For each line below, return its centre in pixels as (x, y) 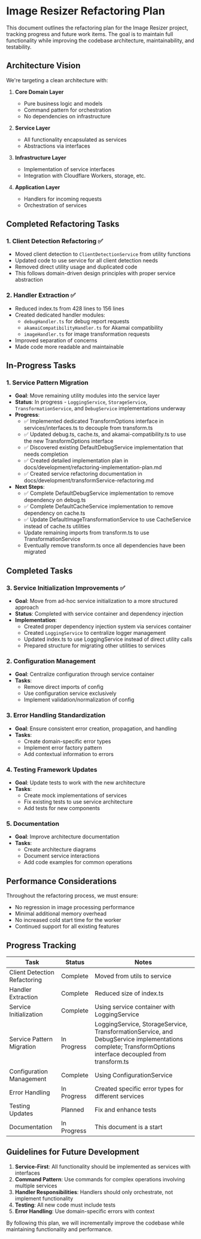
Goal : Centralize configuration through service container (84, 674)
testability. (19, 47)
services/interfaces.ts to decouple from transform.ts (88, 428)
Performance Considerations (61, 881)
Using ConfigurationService (134, 1075)
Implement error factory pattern (63, 747)
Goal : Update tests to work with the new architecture (80, 783)
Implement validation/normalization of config (79, 700)
